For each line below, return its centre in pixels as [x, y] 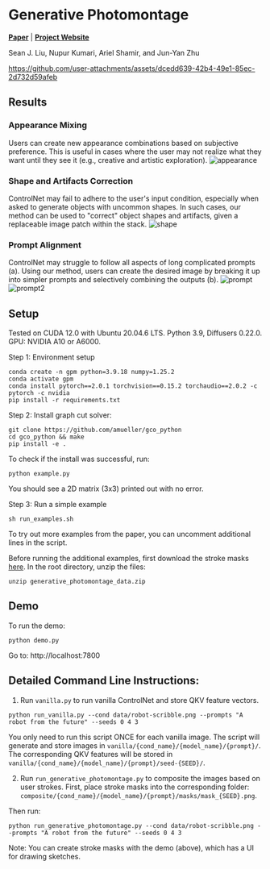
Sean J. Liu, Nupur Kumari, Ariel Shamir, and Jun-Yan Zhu [104, 52]
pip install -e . [37, 444]
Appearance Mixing [48, 125]
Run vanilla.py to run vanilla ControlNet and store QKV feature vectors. [139, 700]
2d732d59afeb [33, 77]
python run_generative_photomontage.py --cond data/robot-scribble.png [131, 825]
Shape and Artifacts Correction [71, 181]
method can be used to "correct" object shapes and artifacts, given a [123, 215]
